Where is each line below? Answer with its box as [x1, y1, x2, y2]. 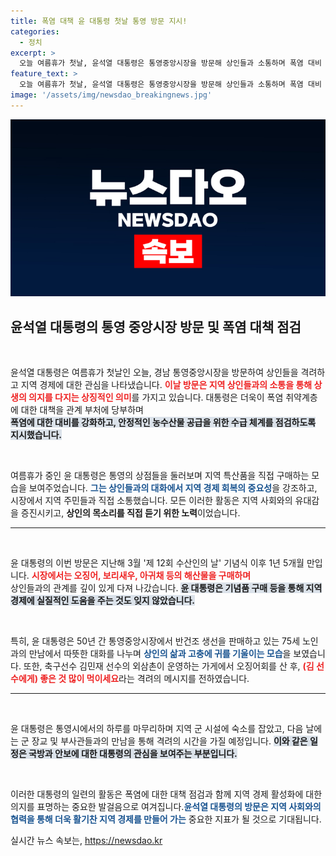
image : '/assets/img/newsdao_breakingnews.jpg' [10, 90, 213, 100]
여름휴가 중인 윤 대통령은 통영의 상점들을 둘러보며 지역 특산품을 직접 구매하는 [10, 470, 310, 482]
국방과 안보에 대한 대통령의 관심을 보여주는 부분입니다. [28, 748, 238, 760]
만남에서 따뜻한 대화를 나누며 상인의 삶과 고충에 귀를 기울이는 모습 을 [28, 648, 292, 660]
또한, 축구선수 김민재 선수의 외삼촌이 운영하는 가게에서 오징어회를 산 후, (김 [23, 660, 315, 672]
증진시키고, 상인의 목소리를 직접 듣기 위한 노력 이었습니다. [20, 507, 241, 519]
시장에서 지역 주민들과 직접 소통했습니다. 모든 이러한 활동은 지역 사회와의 [10, 495, 293, 507]
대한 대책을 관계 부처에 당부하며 [20, 404, 144, 416]
